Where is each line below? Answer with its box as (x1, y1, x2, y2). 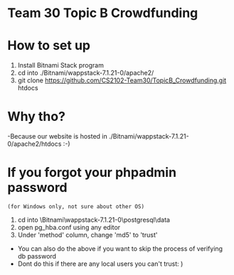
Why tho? (7, 109, 66, 125)
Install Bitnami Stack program (17, 61, 105, 70)
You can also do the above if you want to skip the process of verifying (17, 244, 223, 253)
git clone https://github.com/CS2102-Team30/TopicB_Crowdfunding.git (17, 76, 227, 85)
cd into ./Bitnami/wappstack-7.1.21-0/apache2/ (17, 69, 154, 77)
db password (17, 252, 57, 260)
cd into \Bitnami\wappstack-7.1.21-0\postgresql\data (17, 215, 171, 224)
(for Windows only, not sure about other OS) (7, 203, 144, 210)
